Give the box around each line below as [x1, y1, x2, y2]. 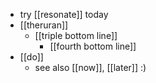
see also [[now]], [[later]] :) [34, 62, 147, 73]
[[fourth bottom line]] [49, 40, 137, 52]
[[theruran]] [19, 19, 69, 31]
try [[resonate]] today [19, 9, 109, 20]
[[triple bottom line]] [34, 30, 118, 41]
